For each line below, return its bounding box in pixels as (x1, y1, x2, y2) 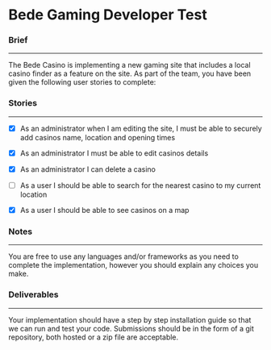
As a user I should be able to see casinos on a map (19, 206, 190, 215)
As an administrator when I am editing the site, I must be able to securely (19, 123, 262, 133)
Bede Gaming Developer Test (8, 6, 207, 24)
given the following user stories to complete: (8, 77, 156, 87)
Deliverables (8, 289, 59, 300)
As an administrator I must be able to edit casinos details (19, 148, 209, 158)
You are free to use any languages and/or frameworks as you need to (8, 252, 240, 261)
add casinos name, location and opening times (19, 132, 176, 142)
